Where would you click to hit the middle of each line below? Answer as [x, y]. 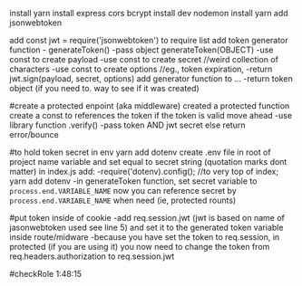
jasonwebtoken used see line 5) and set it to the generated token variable [146, 227]
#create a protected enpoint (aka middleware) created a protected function [150, 106]
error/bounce [34, 134]
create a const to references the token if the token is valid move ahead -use [151, 115]
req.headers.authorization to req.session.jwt [92, 256]
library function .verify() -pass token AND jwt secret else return [127, 125]
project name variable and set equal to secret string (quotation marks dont [148, 162]
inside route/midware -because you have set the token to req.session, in [145, 237]
